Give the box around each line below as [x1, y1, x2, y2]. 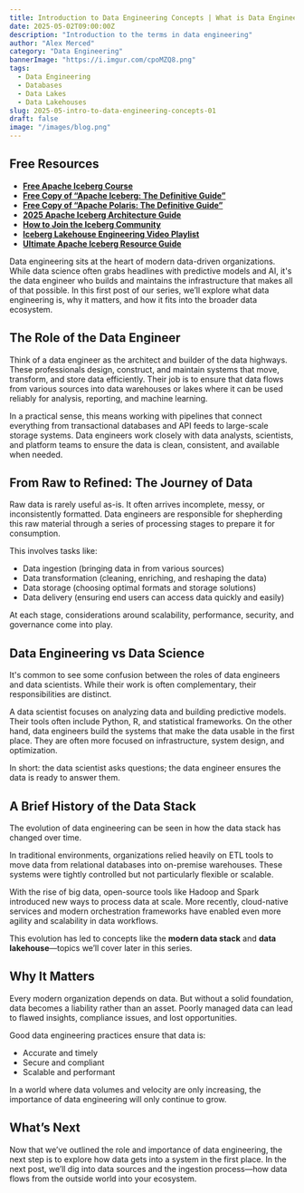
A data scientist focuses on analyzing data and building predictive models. [9, 706, 287, 717]
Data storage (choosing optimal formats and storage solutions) [22, 582, 257, 594]
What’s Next [9, 1120, 81, 1136]
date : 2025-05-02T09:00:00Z [9, 22, 116, 31]
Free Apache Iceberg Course [22, 180, 133, 191]
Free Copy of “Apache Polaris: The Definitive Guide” [22, 199, 223, 210]
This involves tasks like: [9, 546, 98, 557]
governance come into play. [9, 619, 113, 630]
